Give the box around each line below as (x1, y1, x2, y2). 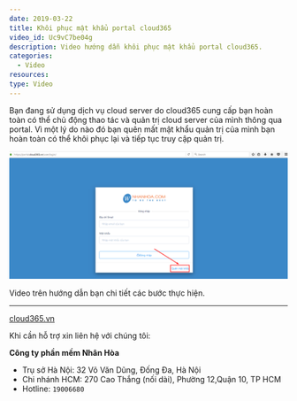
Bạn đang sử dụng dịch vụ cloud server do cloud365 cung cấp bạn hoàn (9, 104, 274, 115)
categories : (9, 51, 53, 61)
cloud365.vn (9, 313, 56, 324)
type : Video (9, 80, 53, 89)
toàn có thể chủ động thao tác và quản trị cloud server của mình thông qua (9, 114, 283, 125)
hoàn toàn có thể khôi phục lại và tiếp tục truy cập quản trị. (9, 133, 225, 143)
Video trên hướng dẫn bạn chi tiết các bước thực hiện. (9, 288, 205, 298)
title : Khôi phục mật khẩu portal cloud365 (9, 23, 172, 33)
